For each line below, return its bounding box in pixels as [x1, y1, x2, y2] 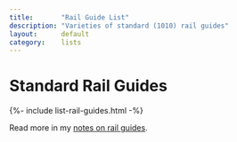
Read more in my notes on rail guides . [9, 122, 149, 133]
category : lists [9, 37, 82, 47]
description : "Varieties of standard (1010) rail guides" [9, 21, 229, 30]
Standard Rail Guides [9, 76, 168, 96]
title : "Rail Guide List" [9, 12, 129, 22]
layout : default [9, 29, 90, 38]
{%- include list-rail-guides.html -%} [9, 106, 144, 116]
